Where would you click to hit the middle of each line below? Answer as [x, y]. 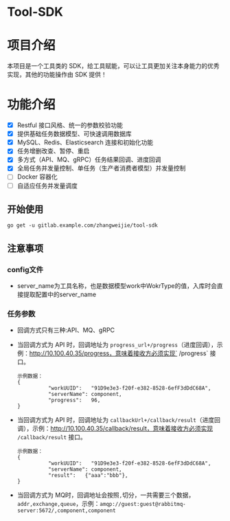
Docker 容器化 [37, 177]
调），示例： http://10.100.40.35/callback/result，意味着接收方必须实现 [115, 429]
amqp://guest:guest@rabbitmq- [143, 505]
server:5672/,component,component [66, 511]
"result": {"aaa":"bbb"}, [88, 476]
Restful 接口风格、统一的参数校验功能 [70, 125]
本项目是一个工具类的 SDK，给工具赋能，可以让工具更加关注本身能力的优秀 [113, 66]
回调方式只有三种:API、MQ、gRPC [66, 330]
